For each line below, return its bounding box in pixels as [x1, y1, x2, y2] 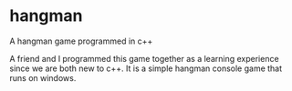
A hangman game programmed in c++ [9, 35, 153, 46]
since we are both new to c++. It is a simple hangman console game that [9, 63, 283, 74]
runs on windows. [9, 72, 77, 83]
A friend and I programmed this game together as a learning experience [9, 53, 280, 64]
